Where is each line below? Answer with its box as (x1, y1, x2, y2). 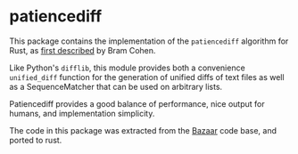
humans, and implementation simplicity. (9, 108, 155, 118)
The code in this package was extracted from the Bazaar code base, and (9, 125, 277, 135)
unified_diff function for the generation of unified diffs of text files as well (9, 71, 285, 82)
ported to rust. (9, 134, 62, 145)
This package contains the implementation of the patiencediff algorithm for (9, 36, 289, 46)
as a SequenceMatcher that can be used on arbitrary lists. (9, 81, 223, 92)
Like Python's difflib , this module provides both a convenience (9, 62, 245, 73)
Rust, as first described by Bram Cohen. (9, 45, 156, 55)
